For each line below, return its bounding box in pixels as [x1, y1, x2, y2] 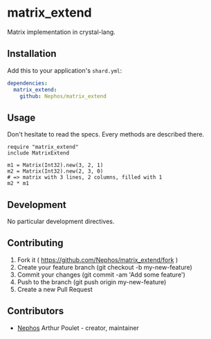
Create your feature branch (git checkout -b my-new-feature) [17, 263, 192, 271]
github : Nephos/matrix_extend [19, 92, 107, 100]
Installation [7, 48, 57, 60]
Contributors [7, 305, 64, 317]
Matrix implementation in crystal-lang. [7, 28, 116, 36]
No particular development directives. [7, 217, 115, 225]
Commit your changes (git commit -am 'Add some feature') [17, 270, 185, 279]
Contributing [7, 237, 64, 249]
